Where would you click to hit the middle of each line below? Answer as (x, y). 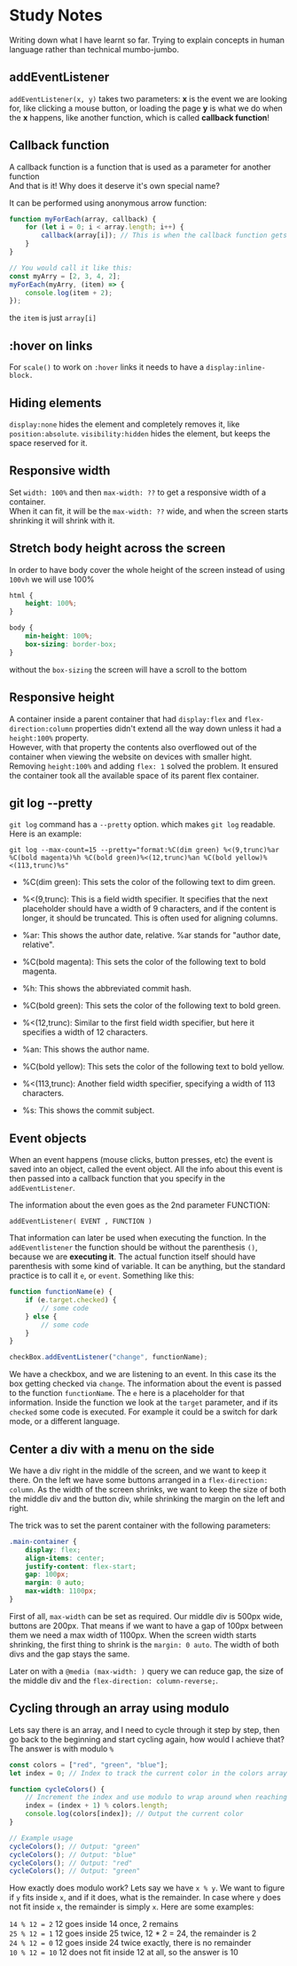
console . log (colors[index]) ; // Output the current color (134, 1814)
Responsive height (62, 697)
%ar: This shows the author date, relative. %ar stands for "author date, (151, 936)
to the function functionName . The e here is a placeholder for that (127, 1393)
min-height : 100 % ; (59, 636)
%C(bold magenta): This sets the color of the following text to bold (144, 962)
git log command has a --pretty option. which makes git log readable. (142, 825)
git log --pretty (51, 803)
